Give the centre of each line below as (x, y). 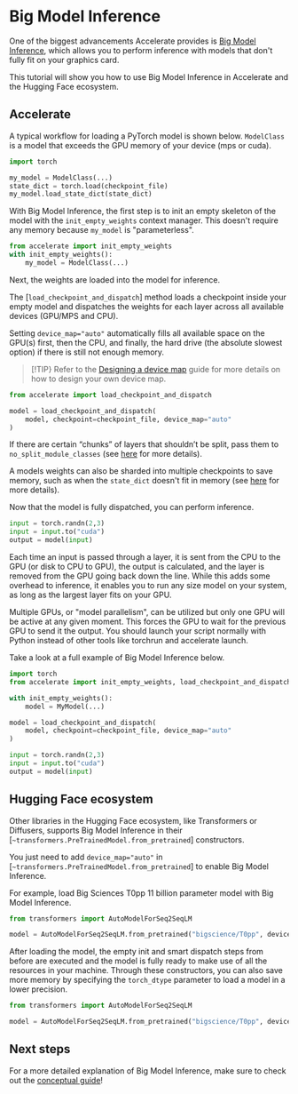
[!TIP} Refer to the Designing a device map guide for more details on (156, 369)
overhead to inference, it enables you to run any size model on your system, (148, 585)
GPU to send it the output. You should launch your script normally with (138, 631)
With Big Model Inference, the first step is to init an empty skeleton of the (143, 212)
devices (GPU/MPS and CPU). (64, 315)
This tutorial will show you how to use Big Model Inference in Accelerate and (149, 76)
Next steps (40, 1049)
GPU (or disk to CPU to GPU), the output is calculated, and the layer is (137, 567)
